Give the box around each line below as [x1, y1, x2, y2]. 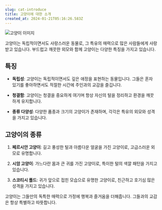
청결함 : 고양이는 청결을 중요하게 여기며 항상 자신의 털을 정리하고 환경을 [12, 92, 145, 98]
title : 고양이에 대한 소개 [5, 12, 51, 17]
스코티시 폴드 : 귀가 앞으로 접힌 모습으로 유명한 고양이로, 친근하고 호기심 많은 [12, 177, 155, 183]
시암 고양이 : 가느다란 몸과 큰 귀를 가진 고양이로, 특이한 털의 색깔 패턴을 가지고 [12, 161, 158, 166]
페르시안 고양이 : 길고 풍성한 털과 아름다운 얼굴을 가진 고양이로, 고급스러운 [12, 144, 150, 150]
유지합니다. [21, 98, 42, 105]
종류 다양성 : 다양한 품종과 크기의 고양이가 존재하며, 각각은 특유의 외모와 [12, 109, 146, 115]
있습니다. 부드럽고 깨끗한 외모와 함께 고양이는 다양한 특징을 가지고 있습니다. [14, 47, 156, 52]
